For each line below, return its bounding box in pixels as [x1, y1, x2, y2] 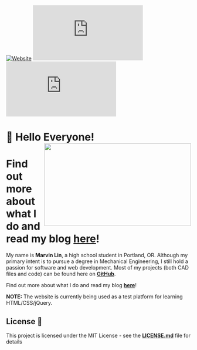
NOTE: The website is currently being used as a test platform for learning [6, 293, 183, 300]
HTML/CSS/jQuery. [6, 299, 53, 307]
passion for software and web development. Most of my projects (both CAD [6, 264, 189, 271]
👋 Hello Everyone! [6, 130, 95, 144]
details [6, 338, 22, 345]
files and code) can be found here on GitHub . [6, 270, 116, 278]
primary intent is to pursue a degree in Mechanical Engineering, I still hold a [6, 258, 189, 265]
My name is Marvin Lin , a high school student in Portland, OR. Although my [6, 252, 188, 259]
